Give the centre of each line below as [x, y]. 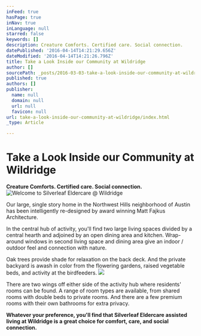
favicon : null [29, 112]
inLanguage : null [28, 28]
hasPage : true [24, 17]
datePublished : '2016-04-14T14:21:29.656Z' [61, 51]
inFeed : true [22, 12]
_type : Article [25, 123]
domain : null [28, 100]
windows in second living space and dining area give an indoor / [104, 242]
